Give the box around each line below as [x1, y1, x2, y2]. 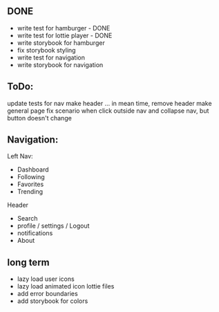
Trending [17, 187, 44, 196]
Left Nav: [7, 152, 33, 160]
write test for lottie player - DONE [17, 31, 113, 39]
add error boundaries [17, 290, 78, 298]
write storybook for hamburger [17, 38, 105, 47]
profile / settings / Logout [17, 221, 90, 230]
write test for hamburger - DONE [17, 24, 111, 32]
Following [17, 173, 45, 181]
